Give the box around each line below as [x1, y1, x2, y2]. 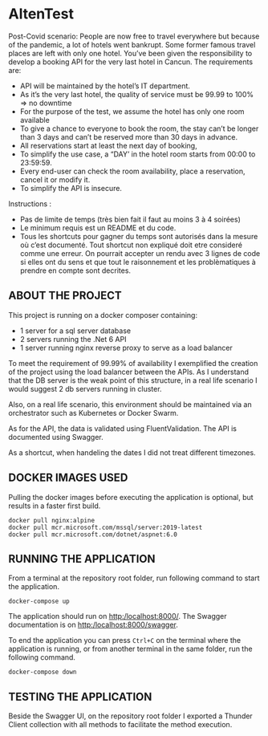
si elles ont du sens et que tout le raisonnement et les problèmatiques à [19, 257, 257, 266]
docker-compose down [8, 668, 78, 677]
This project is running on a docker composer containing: [8, 310, 198, 319]
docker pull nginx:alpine [8, 516, 95, 524]
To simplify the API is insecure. [19, 183, 123, 193]
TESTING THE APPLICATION [8, 689, 152, 703]
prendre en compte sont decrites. [19, 266, 131, 275]
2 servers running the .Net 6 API [19, 334, 127, 344]
